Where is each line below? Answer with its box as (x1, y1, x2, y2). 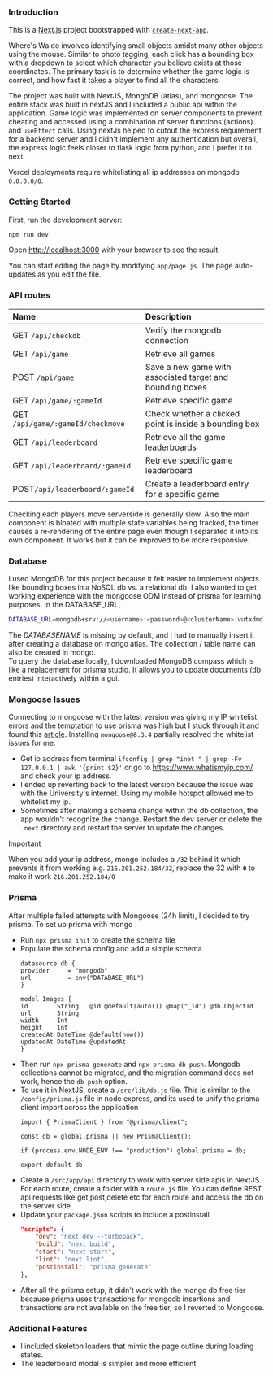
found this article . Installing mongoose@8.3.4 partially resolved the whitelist (8, 729, 254, 739)
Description (145, 311, 193, 322)
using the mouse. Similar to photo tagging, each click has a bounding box (8, 50, 254, 59)
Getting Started (8, 196, 71, 207)
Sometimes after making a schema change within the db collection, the (19, 806, 258, 816)
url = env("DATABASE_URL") (19, 973, 145, 982)
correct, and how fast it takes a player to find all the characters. (8, 76, 221, 85)
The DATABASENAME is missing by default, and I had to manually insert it (8, 629, 255, 640)
